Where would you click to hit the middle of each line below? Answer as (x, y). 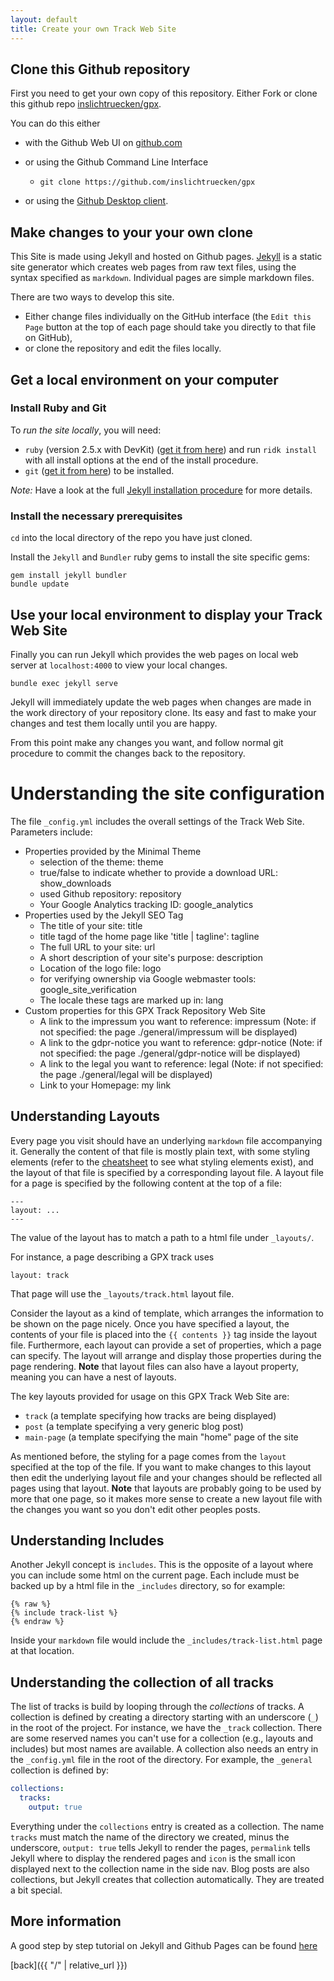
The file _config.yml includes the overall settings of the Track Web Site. (157, 821)
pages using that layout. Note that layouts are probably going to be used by (166, 1488)
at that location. (42, 1651)
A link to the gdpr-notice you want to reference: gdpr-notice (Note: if (181, 1042)
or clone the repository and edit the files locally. (123, 348)
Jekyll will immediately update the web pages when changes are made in (161, 702)
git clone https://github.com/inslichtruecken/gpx (147, 182)
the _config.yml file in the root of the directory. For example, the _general (161, 1760)
